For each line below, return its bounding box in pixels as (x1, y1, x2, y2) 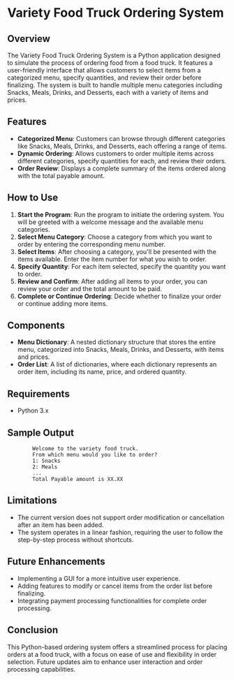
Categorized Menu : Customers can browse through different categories (17, 134, 226, 142)
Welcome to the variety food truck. (32, 445, 139, 452)
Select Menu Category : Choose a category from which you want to (17, 232, 212, 241)
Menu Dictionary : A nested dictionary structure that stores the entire (17, 338, 217, 346)
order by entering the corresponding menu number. (17, 239, 166, 249)
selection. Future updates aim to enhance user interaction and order (7, 658, 203, 666)
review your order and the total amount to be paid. (17, 284, 163, 293)
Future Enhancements (7, 556, 106, 568)
